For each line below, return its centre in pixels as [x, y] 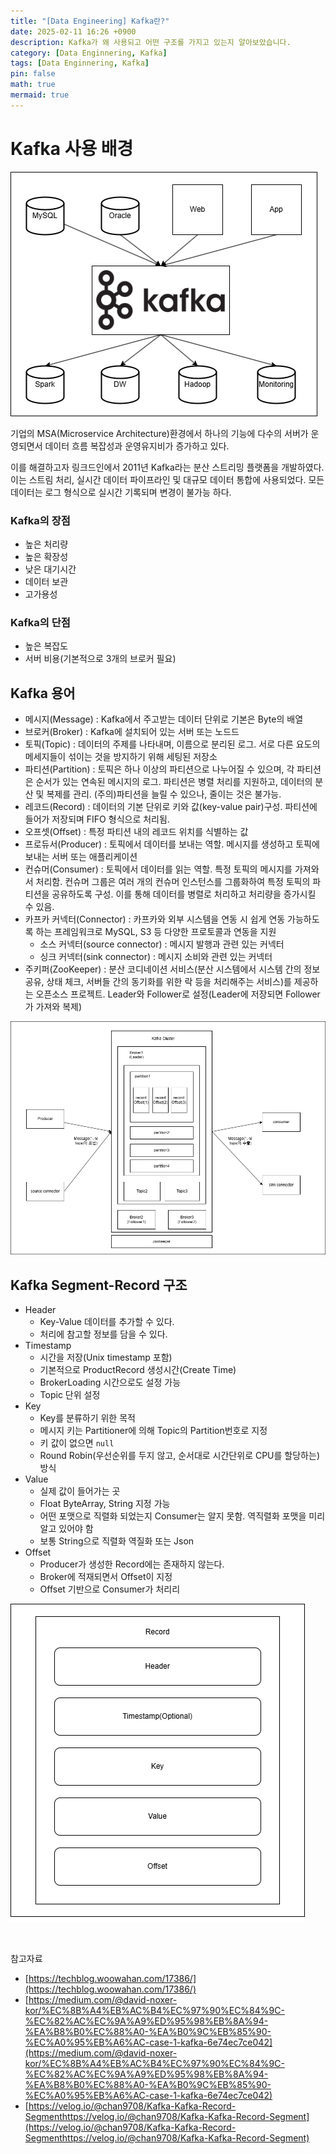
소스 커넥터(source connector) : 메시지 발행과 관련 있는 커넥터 [162, 944]
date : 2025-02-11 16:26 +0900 [73, 31]
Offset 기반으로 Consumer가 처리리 [110, 1589]
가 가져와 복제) [53, 1007]
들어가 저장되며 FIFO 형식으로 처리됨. [97, 819]
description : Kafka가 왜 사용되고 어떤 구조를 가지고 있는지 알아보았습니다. [151, 42]
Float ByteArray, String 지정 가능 [105, 1503]
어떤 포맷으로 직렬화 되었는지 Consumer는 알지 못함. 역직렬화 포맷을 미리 [182, 1516]
